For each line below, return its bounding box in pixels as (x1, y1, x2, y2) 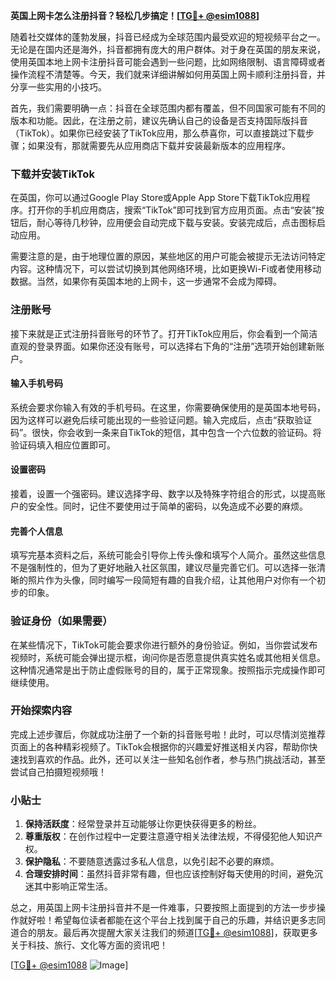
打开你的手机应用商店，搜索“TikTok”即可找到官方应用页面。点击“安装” (27, 204, 317, 216)
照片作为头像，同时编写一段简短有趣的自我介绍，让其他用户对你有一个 (27, 574, 317, 586)
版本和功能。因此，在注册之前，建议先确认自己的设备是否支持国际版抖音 (10, 115, 308, 126)
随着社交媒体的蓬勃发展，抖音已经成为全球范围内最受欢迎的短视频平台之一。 (10, 31, 326, 43)
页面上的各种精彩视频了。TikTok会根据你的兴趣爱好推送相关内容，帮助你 (10, 740, 310, 753)
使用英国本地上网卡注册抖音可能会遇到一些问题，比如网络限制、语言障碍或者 (10, 56, 326, 68)
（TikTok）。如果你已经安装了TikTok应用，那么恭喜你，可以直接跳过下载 (10, 127, 306, 139)
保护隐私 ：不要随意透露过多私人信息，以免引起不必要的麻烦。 (24, 855, 280, 868)
